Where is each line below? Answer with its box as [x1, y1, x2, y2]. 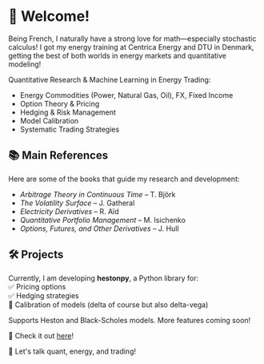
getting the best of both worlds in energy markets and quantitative [8, 51, 226, 60]
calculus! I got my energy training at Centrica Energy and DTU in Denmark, [8, 42, 254, 51]
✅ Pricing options [8, 281, 66, 291]
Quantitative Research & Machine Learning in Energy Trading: [8, 75, 211, 84]
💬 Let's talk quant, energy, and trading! [8, 346, 137, 356]
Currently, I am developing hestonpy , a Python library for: [8, 273, 198, 283]
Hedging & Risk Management [19, 107, 116, 117]
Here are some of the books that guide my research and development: [8, 174, 240, 184]
